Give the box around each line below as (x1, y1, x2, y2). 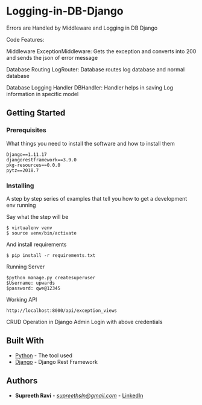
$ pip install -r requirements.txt (6, 252, 96, 258)
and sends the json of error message (6, 54, 98, 61)
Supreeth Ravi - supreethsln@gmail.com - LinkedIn (14, 392, 144, 399)
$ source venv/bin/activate (6, 230, 77, 236)
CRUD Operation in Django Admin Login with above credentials (6, 318, 163, 325)
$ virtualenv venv (6, 225, 52, 231)
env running (6, 201, 36, 209)
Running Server (6, 263, 45, 270)
